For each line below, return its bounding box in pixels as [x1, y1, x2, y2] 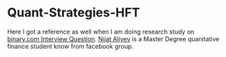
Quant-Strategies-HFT [7, 5, 140, 21]
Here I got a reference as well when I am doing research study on [7, 27, 195, 36]
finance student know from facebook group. [7, 42, 134, 50]
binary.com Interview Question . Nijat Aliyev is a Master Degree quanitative [7, 34, 220, 43]
